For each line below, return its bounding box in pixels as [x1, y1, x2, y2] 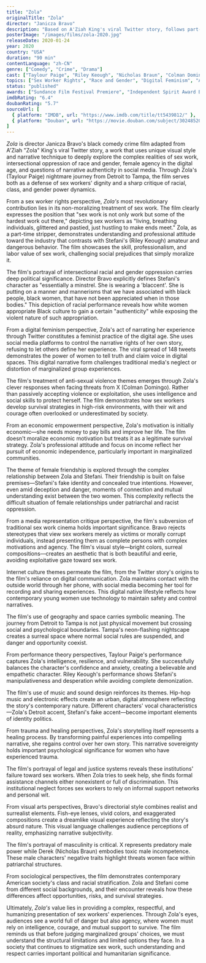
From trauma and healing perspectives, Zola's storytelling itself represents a [6, 727, 199, 734]
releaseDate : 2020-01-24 [6, 37, 70, 44]
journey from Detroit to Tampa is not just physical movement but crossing [6, 619, 192, 627]
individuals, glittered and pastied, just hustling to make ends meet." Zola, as [6, 224, 197, 231]
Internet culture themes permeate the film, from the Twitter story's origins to [6, 568, 199, 576]
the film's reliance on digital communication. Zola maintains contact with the [6, 575, 199, 583]
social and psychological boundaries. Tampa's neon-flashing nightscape [6, 626, 190, 634]
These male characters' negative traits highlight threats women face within [6, 854, 195, 862]
